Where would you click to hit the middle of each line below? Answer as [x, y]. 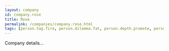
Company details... [24, 43]
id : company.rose [23, 15]
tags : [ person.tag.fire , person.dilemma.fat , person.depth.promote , [78, 29]
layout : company [22, 10]
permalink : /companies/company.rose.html [49, 24]
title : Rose [17, 19]
